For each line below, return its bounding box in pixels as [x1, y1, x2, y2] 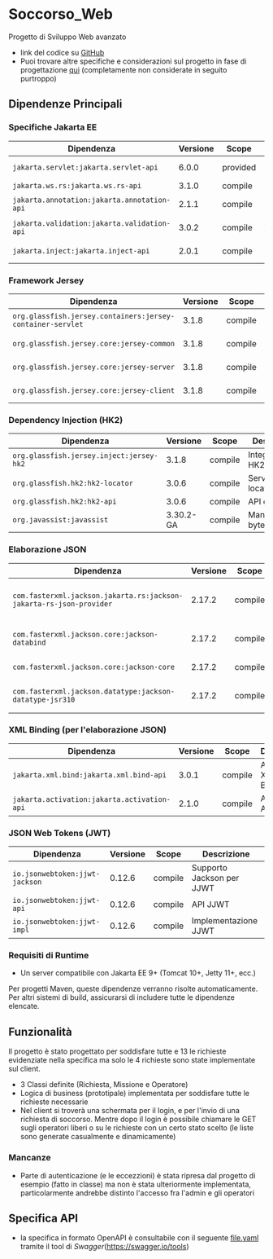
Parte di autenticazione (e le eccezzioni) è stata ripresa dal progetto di [19, 1170, 256, 1180]
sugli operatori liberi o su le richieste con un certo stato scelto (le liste [19, 1123, 254, 1133]
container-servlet [12, 319, 84, 328]
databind [12, 637, 46, 647]
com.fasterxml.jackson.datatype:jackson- [12, 686, 175, 696]
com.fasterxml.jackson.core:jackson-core [12, 662, 175, 671]
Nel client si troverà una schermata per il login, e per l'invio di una [19, 1106, 240, 1116]
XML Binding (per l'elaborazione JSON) [8, 724, 167, 736]
